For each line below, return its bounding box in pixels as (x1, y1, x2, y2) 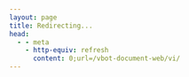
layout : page (9, 12, 58, 22)
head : (9, 29, 29, 38)
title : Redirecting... (9, 21, 93, 30)
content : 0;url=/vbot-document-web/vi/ (32, 54, 180, 63)
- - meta (17, 37, 50, 47)
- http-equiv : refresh (25, 46, 109, 55)
